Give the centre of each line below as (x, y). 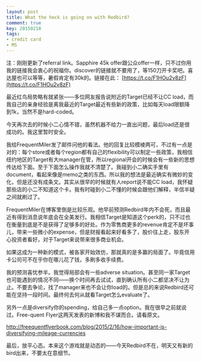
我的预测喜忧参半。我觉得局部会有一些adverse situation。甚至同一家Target (98, 272)
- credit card (24, 39)
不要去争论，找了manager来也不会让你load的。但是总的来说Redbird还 (103, 287)
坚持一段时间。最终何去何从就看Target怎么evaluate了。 (85, 294)
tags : (13, 34)
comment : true (24, 23)
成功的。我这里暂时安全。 (38, 131)
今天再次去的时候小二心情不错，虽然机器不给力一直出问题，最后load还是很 (98, 124)
